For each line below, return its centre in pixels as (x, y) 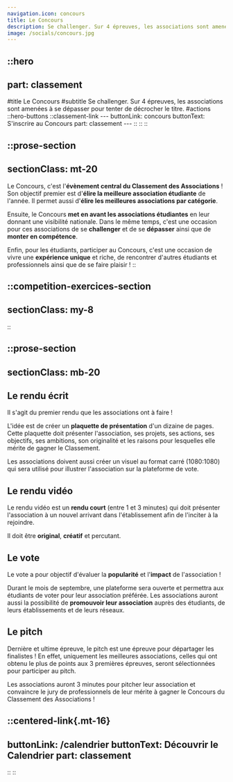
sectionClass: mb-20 (54, 372)
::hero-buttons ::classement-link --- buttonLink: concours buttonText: (106, 116)
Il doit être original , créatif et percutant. (64, 536)
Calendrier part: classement (69, 755)
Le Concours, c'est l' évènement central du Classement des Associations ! (115, 186)
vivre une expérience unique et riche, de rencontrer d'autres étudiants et (112, 257)
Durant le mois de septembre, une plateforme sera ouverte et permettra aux (115, 588)
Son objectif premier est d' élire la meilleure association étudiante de (106, 193)
